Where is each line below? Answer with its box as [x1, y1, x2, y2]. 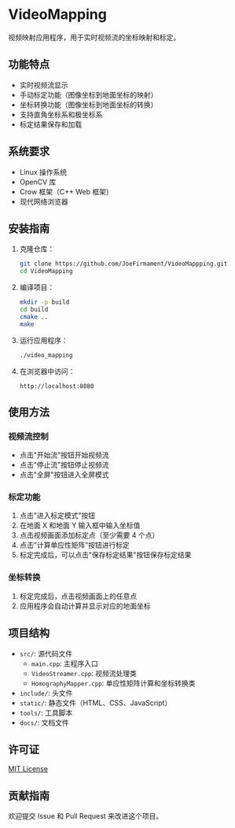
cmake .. [19, 312, 49, 320]
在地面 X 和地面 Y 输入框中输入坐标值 [19, 521, 141, 530]
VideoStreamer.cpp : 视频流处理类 [31, 668, 138, 678]
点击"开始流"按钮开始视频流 [19, 450, 109, 460]
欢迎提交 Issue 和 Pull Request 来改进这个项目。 [8, 811, 163, 821]
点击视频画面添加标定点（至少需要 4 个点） [19, 530, 160, 540]
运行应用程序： [19, 335, 68, 345]
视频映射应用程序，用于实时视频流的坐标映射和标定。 [8, 32, 181, 42]
